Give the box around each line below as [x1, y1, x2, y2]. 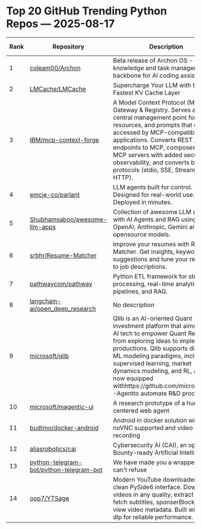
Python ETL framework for [112, 272, 187, 280]
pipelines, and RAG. [112, 287, 168, 295]
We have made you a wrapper [112, 458, 197, 466]
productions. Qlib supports [112, 344, 188, 352]
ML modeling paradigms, [112, 351, 183, 360]
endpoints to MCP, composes [112, 143, 196, 151]
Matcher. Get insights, [112, 247, 175, 256]
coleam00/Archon [29, 64, 81, 72]
